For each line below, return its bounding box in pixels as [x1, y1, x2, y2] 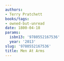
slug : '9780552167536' [5, 44, 51, 49]
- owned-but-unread [5, 21, 45, 26]
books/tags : [5, 16, 29, 21]
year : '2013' [9, 39, 36, 44]
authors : [5, 7, 23, 12]
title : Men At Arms [5, 48, 45, 53]
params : [5, 30, 21, 35]
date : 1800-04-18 [5, 26, 41, 30]
